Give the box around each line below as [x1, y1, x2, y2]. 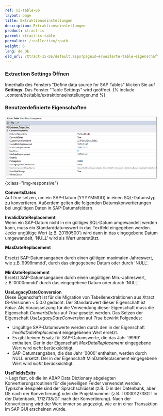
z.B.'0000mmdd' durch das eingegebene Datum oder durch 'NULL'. [5, 279, 140, 285]
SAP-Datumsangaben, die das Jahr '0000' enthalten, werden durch [12, 350, 147, 356]
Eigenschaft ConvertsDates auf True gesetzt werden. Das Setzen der [5, 310, 143, 315]
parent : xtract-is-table [5, 34, 55, 38]
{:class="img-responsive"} [5, 180, 59, 186]
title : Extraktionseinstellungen [5, 18, 73, 23]
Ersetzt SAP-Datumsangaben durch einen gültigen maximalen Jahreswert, [5, 255, 154, 260]
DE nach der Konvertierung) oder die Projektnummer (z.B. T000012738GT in [5, 390, 158, 396]
